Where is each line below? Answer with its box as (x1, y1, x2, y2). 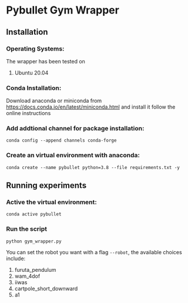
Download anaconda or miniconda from (6, 97, 102, 105)
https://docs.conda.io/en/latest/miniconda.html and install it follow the (6, 103, 176, 110)
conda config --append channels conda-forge (6, 137, 117, 144)
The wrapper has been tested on (6, 58, 85, 65)
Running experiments (6, 180, 87, 191)
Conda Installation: (6, 83, 62, 92)
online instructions (6, 110, 51, 117)
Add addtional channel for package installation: (6, 124, 145, 133)
